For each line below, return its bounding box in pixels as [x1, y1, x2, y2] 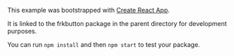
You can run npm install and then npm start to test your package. [7, 41, 200, 48]
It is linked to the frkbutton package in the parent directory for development [7, 20, 228, 27]
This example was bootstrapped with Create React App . [7, 6, 170, 14]
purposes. [7, 27, 37, 35]
